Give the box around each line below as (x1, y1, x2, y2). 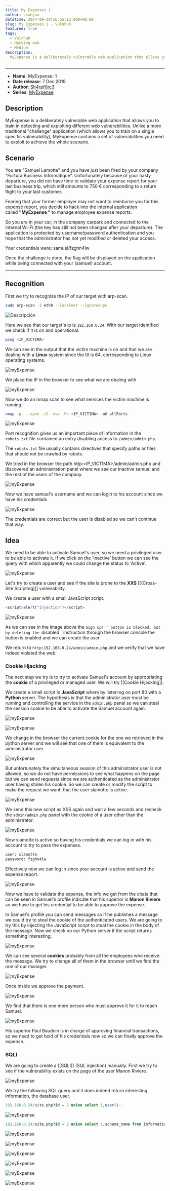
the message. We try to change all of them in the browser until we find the (5, 958, 160, 964)
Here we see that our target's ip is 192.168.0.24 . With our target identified (5, 322, 159, 328)
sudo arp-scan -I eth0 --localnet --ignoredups (5, 302, 108, 308)
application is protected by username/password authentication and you (5, 230, 154, 236)
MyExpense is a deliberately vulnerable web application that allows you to (5, 118, 159, 124)
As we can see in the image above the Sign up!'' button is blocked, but (5, 624, 161, 630)
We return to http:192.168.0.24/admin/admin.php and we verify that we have (5, 644, 165, 651)
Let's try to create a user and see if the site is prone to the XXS (5, 580, 137, 586)
